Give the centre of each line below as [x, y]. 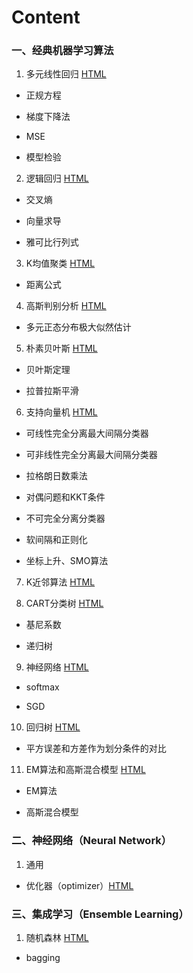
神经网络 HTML [57, 667]
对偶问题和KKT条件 [65, 497]
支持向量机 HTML [61, 412]
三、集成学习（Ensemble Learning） [100, 914]
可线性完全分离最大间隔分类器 [87, 433]
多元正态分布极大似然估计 [78, 327]
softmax [42, 687]
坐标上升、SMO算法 [67, 561]
